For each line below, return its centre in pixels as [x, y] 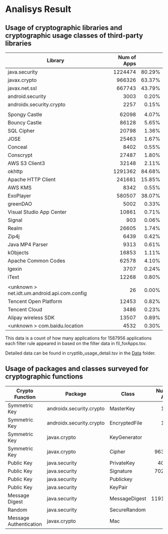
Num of [127, 57]
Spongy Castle [25, 114]
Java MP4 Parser [28, 244]
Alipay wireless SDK [31, 317]
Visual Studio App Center [37, 212]
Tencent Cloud [25, 309]
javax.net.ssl [22, 88]
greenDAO [20, 204]
